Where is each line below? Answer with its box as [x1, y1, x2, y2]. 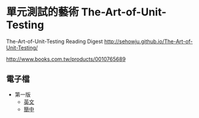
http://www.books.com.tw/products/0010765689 [6, 55, 126, 63]
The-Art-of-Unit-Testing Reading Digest [6, 38, 103, 45]
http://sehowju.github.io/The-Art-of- [104, 38, 193, 45]
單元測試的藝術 [6, 5, 79, 19]
